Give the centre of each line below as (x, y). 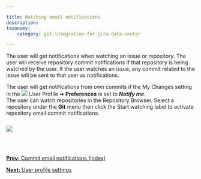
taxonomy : (19, 28)
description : (22, 23)
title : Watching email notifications (53, 17)
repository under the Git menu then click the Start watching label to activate (100, 107)
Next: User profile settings (39, 170)
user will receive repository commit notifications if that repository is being (97, 62)
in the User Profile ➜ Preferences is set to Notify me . (76, 94)
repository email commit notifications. (53, 113)
